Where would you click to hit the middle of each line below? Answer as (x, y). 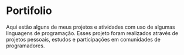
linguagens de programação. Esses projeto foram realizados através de (92, 33)
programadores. (25, 46)
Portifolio (29, 11)
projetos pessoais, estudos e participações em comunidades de (84, 39)
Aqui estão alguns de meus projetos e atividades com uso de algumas (91, 27)
